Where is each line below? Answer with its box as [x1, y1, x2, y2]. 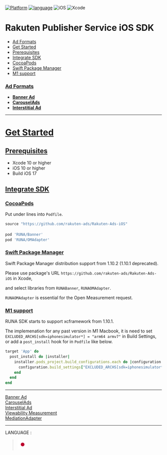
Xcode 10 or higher [12, 160, 52, 166]
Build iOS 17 [12, 170, 37, 176]
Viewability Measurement [5, 410, 57, 416]
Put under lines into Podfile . [5, 211, 63, 217]
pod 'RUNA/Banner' [5, 232, 43, 237]
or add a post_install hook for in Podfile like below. [5, 339, 113, 345]
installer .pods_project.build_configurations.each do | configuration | [14, 359, 164, 364]
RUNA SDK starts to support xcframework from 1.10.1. [5, 318, 114, 324]
